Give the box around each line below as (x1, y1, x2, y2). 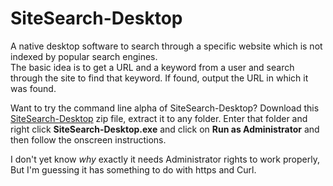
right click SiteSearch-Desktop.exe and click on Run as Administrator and (10, 123, 320, 135)
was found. (10, 82, 57, 94)
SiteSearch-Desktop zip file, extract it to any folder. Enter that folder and (10, 112, 308, 124)
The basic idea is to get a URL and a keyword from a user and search (10, 61, 295, 73)
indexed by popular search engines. (10, 50, 158, 62)
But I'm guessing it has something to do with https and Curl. (10, 163, 257, 176)
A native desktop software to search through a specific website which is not (10, 40, 323, 52)
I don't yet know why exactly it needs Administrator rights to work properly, (10, 153, 320, 165)
